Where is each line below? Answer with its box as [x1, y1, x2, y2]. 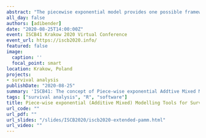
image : [6, 49, 23, 55]
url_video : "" [6, 123, 43, 129]
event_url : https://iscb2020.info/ [6, 37, 97, 43]
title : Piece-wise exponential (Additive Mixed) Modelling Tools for [6, 100, 188, 106]
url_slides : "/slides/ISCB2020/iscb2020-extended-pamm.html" [6, 117, 166, 123]
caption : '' [12, 54, 43, 60]
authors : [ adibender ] [6, 20, 62, 26]
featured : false [6, 43, 48, 49]
